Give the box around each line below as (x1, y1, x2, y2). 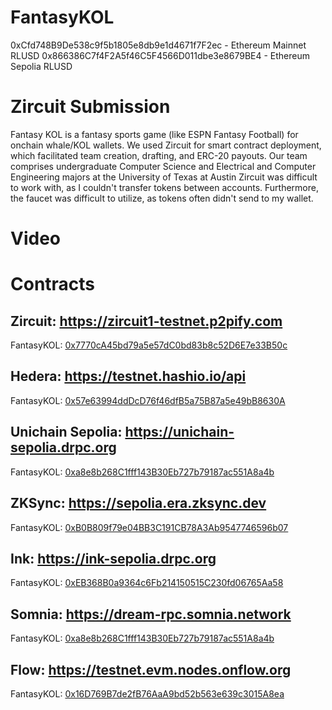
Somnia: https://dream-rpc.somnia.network (10, 606, 292, 623)
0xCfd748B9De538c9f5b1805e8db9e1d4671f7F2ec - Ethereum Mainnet (10, 39, 307, 51)
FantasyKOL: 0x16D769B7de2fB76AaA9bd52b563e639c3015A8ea (10, 687, 285, 700)
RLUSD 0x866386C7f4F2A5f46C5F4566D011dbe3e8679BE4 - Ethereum (10, 49, 311, 61)
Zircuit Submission (10, 96, 171, 118)
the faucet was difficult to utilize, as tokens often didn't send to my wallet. (10, 192, 314, 204)
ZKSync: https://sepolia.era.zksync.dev (10, 495, 267, 512)
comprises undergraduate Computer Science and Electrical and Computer (10, 160, 317, 172)
